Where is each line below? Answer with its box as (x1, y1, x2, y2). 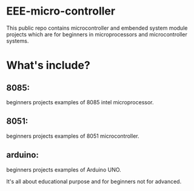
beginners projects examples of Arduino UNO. (6, 166, 121, 173)
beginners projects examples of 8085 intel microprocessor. (6, 98, 154, 106)
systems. (6, 37, 29, 44)
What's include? (6, 59, 91, 72)
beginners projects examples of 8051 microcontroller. (6, 132, 139, 139)
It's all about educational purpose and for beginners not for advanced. (6, 178, 182, 185)
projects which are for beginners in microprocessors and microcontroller (6, 30, 188, 38)
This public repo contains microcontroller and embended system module (6, 24, 188, 32)
